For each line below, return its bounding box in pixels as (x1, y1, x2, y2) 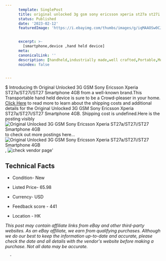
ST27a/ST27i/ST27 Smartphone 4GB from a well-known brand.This (5, 90, 142, 96)
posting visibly (5, 116, 35, 122)
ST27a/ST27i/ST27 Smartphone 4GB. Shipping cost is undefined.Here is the (5, 111, 160, 116)
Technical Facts (5, 161, 55, 170)
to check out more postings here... (5, 132, 76, 138)
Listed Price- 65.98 (12, 184, 52, 190)
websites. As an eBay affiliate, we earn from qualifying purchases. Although (5, 227, 161, 233)
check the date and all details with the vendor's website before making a (5, 238, 154, 244)
